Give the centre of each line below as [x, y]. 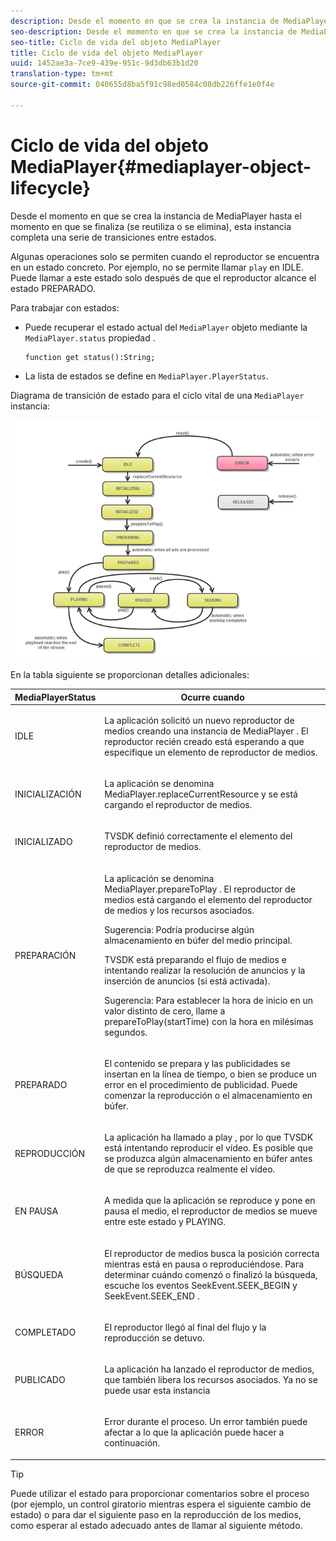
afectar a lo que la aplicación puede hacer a [194, 1432]
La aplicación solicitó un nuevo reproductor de [199, 720]
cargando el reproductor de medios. [178, 805]
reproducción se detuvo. [154, 1337]
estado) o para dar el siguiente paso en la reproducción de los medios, [156, 1514]
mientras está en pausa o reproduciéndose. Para [204, 1264]
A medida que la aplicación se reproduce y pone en [210, 1201]
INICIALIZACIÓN [48, 794]
